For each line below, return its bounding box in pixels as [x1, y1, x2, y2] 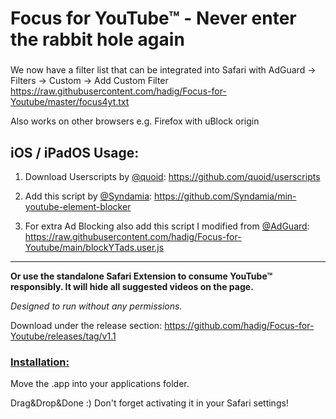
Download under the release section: [10, 319, 163, 331]
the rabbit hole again [10, 28, 185, 51]
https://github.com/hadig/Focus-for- [164, 319, 315, 331]
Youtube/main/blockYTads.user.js [24, 241, 165, 253]
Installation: [10, 355, 70, 369]
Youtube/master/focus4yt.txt [10, 96, 130, 108]
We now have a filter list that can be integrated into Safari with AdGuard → [10, 64, 317, 76]
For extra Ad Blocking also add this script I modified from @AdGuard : [24, 220, 310, 232]
